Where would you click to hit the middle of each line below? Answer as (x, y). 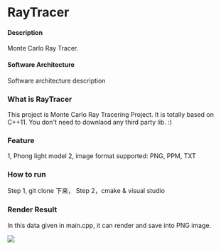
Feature (21, 140)
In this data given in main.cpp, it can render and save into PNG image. (109, 225)
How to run (27, 175)
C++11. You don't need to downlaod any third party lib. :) (90, 122)
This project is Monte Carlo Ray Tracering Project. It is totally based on (111, 114)
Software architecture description (56, 80)
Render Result (32, 209)
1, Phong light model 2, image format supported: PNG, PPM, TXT (102, 156)
